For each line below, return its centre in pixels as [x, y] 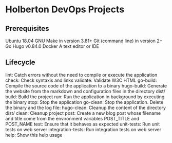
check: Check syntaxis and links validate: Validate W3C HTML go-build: [81, 80]
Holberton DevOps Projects [65, 10]
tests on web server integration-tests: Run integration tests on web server [83, 129]
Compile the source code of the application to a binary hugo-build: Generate [86, 85]
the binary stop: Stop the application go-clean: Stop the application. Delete [84, 102]
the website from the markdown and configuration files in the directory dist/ [85, 91]
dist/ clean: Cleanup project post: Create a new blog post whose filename [83, 113]
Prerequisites [27, 29]
